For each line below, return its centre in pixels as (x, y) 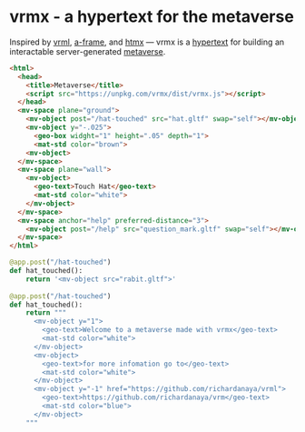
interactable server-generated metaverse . (88, 51)
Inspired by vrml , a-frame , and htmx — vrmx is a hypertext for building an (147, 42)
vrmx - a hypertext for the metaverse (152, 17)
